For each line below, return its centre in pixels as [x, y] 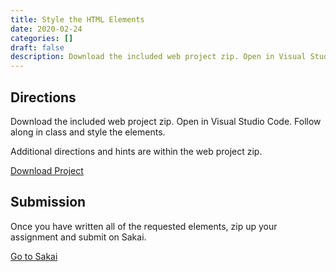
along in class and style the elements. [88, 132]
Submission [48, 202]
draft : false [37, 47]
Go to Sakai [34, 256]
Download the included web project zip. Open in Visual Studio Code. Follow [166, 121]
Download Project [47, 170]
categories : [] [42, 38]
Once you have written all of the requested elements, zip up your [144, 226]
